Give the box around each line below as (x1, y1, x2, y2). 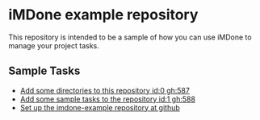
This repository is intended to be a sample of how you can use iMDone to (8, 32, 252, 42)
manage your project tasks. (8, 40, 99, 50)
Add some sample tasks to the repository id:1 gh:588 (19, 94, 196, 104)
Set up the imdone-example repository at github (19, 102, 180, 112)
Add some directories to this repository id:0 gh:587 (19, 85, 190, 95)
